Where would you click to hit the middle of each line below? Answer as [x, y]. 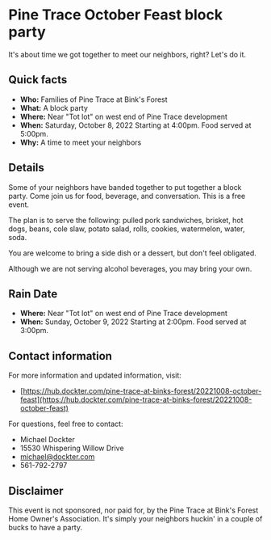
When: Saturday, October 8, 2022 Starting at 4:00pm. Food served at [135, 125]
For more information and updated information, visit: [95, 375]
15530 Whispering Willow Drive [72, 448]
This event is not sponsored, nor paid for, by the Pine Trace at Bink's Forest [133, 510]
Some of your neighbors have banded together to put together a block [125, 187]
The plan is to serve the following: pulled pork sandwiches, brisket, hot [126, 220]
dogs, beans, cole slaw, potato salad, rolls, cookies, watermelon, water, [127, 229]
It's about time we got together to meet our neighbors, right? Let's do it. [127, 54]
